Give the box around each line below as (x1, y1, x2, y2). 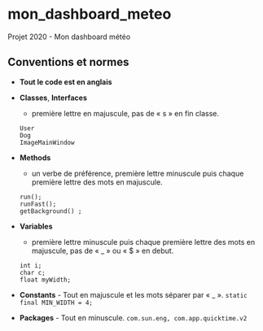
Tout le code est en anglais (19, 76, 112, 86)
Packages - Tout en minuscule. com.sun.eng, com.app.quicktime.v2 (19, 312, 248, 322)
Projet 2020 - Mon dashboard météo (7, 32, 131, 41)
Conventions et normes (7, 55, 129, 69)
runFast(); (19, 200, 57, 208)
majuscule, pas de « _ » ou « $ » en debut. (31, 246, 174, 255)
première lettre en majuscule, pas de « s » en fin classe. (31, 108, 219, 118)
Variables (19, 221, 54, 231)
